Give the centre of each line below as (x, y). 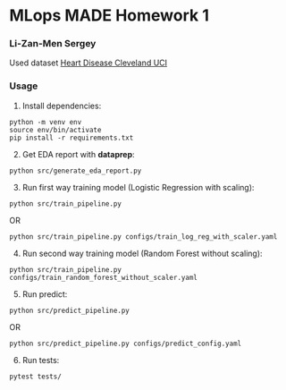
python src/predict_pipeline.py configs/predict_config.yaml (126, 343)
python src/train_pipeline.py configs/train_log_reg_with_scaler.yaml (143, 237)
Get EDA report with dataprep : (79, 154)
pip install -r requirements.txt (71, 138)
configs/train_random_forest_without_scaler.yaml (104, 277)
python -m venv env (46, 122)
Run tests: (41, 360)
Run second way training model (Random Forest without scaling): (142, 253)
